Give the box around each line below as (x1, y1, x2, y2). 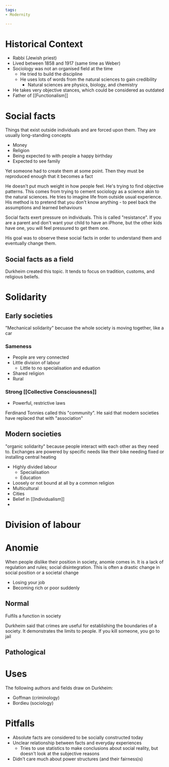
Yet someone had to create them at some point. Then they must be (5, 168, 144, 174)
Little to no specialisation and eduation (20, 365, 101, 371)
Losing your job (12, 579, 45, 585)
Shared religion (12, 370, 44, 376)
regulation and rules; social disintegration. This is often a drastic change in (5, 564, 160, 570)
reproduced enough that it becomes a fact (5, 173, 93, 179)
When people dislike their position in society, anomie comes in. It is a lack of (5, 559, 164, 565)
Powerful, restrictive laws (12, 400, 66, 406)
